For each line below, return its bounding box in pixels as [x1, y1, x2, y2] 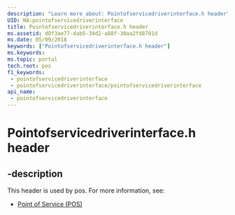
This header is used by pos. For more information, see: [7, 186, 165, 195]
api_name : [7, 88, 36, 95]
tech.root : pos [7, 62, 52, 69]
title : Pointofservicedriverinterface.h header [7, 23, 149, 30]
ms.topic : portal [7, 56, 58, 63]
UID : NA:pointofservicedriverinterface [7, 17, 124, 24]
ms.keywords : [7, 50, 45, 57]
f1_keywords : [7, 69, 45, 76]
